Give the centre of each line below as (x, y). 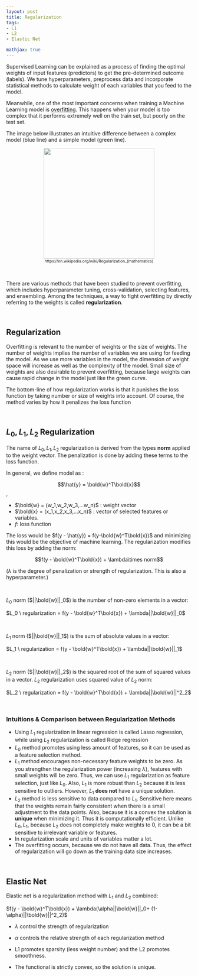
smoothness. (30, 955)
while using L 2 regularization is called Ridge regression (81, 740)
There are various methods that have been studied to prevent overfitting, (94, 283)
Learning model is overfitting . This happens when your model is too (88, 109)
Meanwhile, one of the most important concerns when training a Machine (95, 103)
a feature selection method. (48, 755)
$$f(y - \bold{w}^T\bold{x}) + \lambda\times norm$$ (99, 560)
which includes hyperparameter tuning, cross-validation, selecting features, (98, 290)
